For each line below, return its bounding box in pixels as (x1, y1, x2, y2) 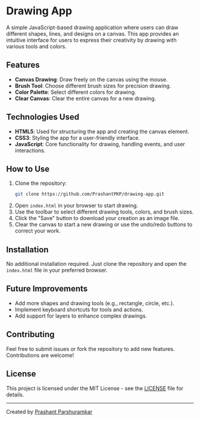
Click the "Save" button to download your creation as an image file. (14, 215, 180, 222)
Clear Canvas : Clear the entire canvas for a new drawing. (14, 95, 157, 102)
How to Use (6, 164, 50, 174)
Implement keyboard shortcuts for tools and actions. (14, 306, 143, 313)
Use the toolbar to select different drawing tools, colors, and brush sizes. (14, 208, 194, 215)
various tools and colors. (6, 43, 67, 50)
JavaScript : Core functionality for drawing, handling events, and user (14, 140, 186, 147)
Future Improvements (6, 284, 88, 294)
